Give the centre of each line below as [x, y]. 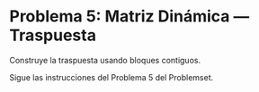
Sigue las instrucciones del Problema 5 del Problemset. [112, 77]
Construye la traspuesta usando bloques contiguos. [105, 60]
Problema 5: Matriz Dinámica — [129, 17]
